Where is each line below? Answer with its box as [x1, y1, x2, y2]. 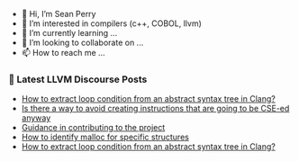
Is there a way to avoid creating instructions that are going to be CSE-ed [21, 103, 290, 114]
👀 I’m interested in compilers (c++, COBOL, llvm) [21, 18, 202, 29]
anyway [21, 112, 51, 123]
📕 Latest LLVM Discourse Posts [8, 73, 148, 85]
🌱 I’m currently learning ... [21, 28, 118, 38]
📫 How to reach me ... [21, 48, 105, 58]
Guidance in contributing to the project [21, 122, 166, 133]
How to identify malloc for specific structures [21, 131, 190, 143]
